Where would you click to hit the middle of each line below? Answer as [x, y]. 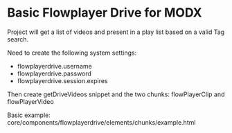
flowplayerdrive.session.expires [63, 80]
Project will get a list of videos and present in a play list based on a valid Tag [116, 32]
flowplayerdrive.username [54, 66]
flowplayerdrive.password [54, 73]
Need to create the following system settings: [72, 53]
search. [18, 39]
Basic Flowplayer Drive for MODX [105, 13]
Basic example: [29, 115]
